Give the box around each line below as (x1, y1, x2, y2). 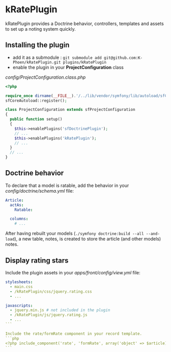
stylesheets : (5, 279, 33, 285)
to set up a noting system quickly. (5, 26, 76, 32)
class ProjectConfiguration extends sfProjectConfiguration (5, 107, 136, 112)
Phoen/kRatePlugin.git (12, 60, 61, 65)
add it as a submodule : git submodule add (12, 54, 102, 60)
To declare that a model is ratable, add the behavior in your (5, 182, 129, 189)
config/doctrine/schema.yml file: (5, 187, 74, 194)
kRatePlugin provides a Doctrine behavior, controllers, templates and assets (5, 20, 164, 27)
